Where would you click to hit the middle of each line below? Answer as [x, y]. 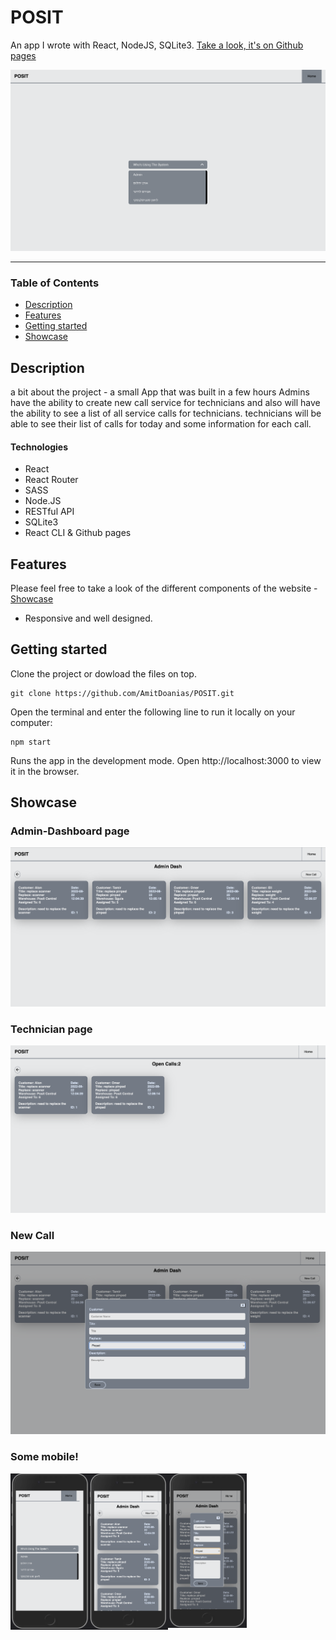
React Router [51, 480]
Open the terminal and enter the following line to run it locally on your [153, 712]
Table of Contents [55, 283]
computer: [31, 722]
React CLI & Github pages [78, 533]
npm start [31, 742]
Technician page [51, 1029]
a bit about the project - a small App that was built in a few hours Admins [160, 392]
